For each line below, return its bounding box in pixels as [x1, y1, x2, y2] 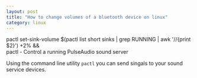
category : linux [6, 19, 46, 25]
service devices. [6, 66, 46, 73]
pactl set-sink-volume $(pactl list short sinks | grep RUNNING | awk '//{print [6, 36, 191, 43]
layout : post [6, 8, 38, 15]
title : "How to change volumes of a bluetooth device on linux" [6, 14, 168, 20]
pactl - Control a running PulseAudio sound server [6, 48, 128, 56]
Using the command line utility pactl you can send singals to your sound [6, 60, 183, 67]
